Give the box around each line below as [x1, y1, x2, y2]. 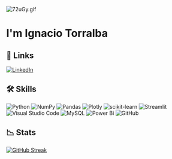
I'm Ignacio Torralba [6, 27, 108, 40]
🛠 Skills [6, 84, 37, 94]
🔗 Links [6, 50, 34, 60]
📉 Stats [6, 127, 37, 137]
